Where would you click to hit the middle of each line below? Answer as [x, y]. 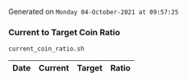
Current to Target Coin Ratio [64, 32]
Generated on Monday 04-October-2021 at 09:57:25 [93, 12]
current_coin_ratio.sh [46, 49]
